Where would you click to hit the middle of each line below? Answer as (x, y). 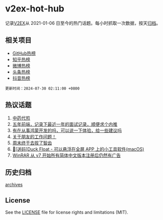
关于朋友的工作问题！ (34, 136)
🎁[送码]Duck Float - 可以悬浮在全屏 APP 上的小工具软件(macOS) (78, 149)
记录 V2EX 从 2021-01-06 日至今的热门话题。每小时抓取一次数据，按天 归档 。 (83, 23)
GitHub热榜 (24, 53)
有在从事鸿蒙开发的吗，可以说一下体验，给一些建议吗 (67, 130)
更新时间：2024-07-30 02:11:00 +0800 (42, 88)
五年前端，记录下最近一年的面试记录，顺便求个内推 (65, 124)
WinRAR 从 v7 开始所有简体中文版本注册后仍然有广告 (67, 155)
